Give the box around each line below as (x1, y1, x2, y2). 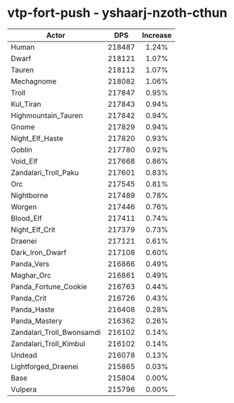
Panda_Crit (11, 293, 47, 303)
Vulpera (11, 384, 37, 394)
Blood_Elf (11, 213, 42, 223)
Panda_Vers (11, 258, 50, 268)
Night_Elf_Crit (11, 225, 56, 234)
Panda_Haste (11, 304, 55, 314)
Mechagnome (11, 76, 57, 86)
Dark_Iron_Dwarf (11, 247, 67, 257)
